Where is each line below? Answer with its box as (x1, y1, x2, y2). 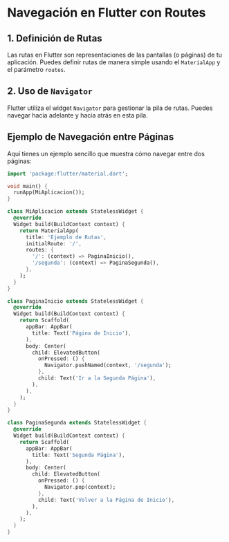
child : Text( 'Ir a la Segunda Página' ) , (37, 375, 156, 382)
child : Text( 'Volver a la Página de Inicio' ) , (37, 496, 175, 503)
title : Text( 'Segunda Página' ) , (32, 451, 126, 458)
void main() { (7, 183, 48, 189)
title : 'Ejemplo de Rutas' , (25, 234, 107, 241)
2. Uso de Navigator (7, 85, 93, 97)
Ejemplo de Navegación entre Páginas (7, 131, 174, 143)
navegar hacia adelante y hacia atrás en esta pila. (7, 111, 148, 119)
